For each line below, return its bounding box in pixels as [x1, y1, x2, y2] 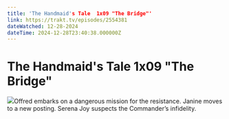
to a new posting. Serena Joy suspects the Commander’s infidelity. [7, 105, 197, 113]
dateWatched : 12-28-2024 [7, 23, 78, 30]
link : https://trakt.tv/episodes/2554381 [7, 17, 128, 23]
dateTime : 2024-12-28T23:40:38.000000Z [7, 29, 122, 36]
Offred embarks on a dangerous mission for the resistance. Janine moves [14, 97, 223, 105]
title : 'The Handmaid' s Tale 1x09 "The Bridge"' [7, 10, 153, 17]
